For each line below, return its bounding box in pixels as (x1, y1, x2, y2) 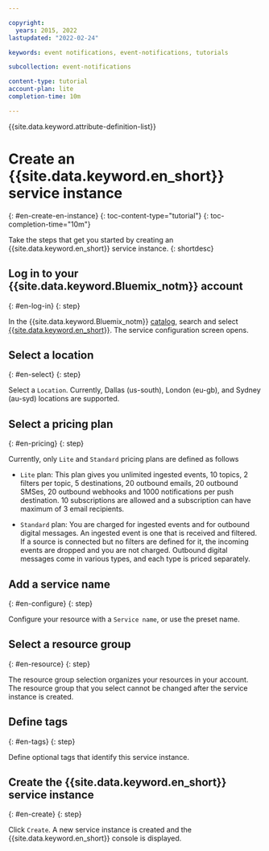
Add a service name (8, 577, 111, 591)
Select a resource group (8, 637, 131, 651)
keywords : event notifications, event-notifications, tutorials (8, 48, 229, 56)
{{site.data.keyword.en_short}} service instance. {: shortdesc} (8, 243, 214, 253)
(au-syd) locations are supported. (8, 394, 120, 404)
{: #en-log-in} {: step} (8, 301, 81, 310)
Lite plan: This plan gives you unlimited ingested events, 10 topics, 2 (19, 470, 248, 479)
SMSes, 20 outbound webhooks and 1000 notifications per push (19, 487, 234, 496)
